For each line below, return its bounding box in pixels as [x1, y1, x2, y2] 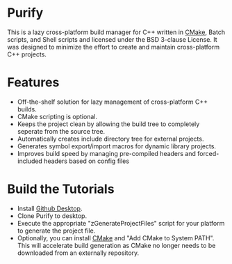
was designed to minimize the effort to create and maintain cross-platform [7, 42, 220, 51]
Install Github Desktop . [17, 204, 83, 212]
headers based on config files [44, 157, 130, 165]
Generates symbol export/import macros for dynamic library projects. [17, 141, 217, 150]
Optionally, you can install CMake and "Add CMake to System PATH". [17, 233, 215, 242]
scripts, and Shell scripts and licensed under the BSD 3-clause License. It [7, 35, 217, 43]
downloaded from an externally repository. [17, 249, 140, 257]
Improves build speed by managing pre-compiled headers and [17, 149, 197, 157]
